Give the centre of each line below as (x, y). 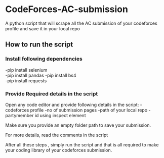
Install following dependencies (44, 59)
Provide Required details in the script (52, 93)
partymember (19, 115)
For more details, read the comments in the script (57, 135)
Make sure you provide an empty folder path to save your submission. (78, 125)
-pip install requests (26, 81)
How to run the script (39, 45)
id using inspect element (60, 115)
